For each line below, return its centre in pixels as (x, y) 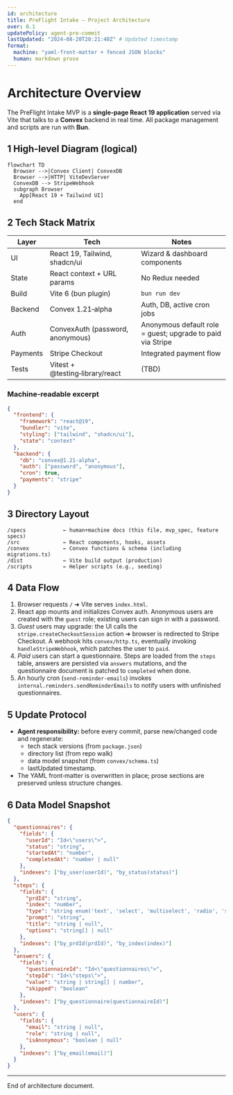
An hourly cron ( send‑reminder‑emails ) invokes (84, 678)
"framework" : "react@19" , (57, 422)
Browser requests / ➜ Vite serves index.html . (82, 604)
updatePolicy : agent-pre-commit (54, 33)
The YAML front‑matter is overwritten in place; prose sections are (111, 776)
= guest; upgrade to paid (181, 334)
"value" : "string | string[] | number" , (85, 982)
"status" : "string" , (55, 847)
